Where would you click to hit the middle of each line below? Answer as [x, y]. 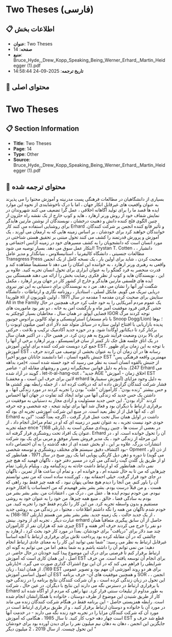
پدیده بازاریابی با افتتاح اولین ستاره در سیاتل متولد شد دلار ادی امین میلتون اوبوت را [84, 324]
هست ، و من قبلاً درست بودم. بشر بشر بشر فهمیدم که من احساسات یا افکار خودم [83, 487]
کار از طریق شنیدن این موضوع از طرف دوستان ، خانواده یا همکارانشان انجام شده [83, 596]
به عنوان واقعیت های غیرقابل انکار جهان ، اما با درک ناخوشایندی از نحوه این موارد [82, 205]
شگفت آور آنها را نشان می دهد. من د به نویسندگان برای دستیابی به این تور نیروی [82, 286]
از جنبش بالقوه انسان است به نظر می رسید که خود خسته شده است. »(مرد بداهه [83, 363]
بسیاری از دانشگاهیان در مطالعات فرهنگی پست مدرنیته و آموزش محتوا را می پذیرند [85, 199]
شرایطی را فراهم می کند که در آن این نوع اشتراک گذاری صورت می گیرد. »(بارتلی [83, 564]
